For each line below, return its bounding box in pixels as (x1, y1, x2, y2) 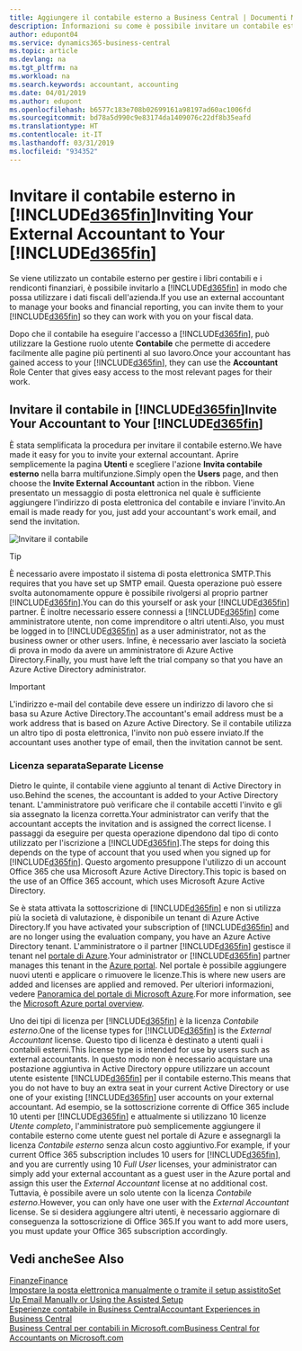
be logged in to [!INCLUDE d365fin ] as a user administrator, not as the (9, 626, 267, 636)
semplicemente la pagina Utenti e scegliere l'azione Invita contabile (9, 459, 263, 470)
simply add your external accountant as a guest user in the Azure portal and (9, 1168, 291, 1178)
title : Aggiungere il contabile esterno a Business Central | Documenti (9, 13, 288, 22)
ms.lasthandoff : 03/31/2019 (9, 138, 115, 147)
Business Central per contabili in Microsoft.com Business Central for (9, 1323, 261, 1334)
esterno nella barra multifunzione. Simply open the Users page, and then (9, 468, 279, 479)
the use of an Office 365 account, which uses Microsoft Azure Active (9, 875, 265, 886)
